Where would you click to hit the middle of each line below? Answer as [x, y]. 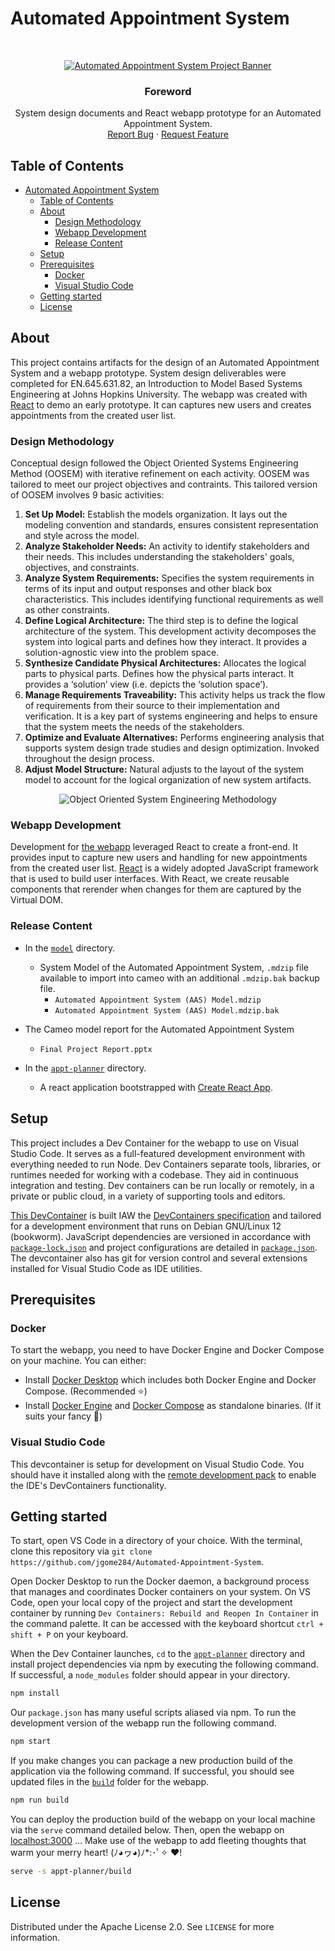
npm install [35, 1693]
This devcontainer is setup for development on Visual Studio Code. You [157, 1464]
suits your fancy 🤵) [63, 1416]
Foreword [168, 91]
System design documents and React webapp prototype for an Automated [168, 113]
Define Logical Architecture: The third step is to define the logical [161, 621]
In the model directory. [70, 948]
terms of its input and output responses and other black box [148, 589]
